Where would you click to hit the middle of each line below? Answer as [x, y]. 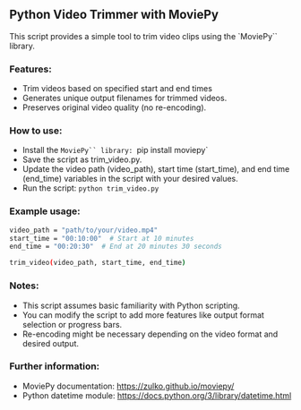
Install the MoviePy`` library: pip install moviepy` [115, 150]
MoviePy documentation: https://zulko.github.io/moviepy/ [128, 386]
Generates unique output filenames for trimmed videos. [125, 98]
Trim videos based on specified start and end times [117, 89]
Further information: [55, 366]
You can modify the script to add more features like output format [143, 315]
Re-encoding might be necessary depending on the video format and [150, 334]
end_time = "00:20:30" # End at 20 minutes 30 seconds [116, 247]
